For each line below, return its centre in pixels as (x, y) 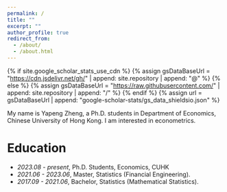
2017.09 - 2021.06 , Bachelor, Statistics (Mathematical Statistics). (108, 181)
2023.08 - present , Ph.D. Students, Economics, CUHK (93, 167)
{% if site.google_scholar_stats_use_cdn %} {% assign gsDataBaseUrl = (109, 71)
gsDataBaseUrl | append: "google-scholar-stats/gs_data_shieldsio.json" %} (114, 100)
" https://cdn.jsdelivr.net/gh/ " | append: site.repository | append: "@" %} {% (114, 78)
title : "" (21, 20)
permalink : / (26, 13)
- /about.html (33, 52)
